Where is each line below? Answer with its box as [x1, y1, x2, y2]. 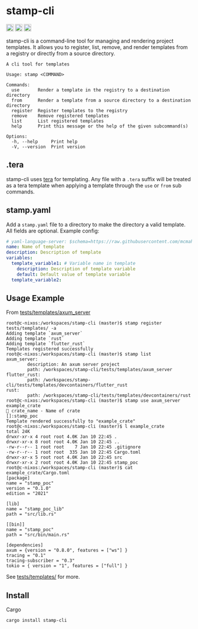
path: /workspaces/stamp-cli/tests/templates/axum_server [27, 367, 173, 373]
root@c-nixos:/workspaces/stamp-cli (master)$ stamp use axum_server [6, 398, 181, 404]
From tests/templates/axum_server [6, 309, 91, 316]
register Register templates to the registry [11, 107, 128, 113]
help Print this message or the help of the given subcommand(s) [11, 123, 189, 129]
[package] [6, 475, 31, 481]
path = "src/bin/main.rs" [6, 532, 70, 538]
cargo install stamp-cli [6, 618, 67, 624]
